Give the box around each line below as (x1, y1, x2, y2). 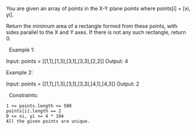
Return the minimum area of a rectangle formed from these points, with (6, 23, 177, 29)
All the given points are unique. (6, 118, 91, 124)
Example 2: (6, 69, 33, 76)
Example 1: (8, 46, 35, 53)
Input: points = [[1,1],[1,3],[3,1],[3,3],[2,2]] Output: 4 (6, 58, 129, 64)
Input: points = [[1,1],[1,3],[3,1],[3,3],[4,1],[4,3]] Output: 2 (6, 80, 139, 87)
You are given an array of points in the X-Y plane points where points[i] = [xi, (6, 5, 191, 12)
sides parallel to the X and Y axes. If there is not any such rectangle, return (6, 29, 186, 36)
